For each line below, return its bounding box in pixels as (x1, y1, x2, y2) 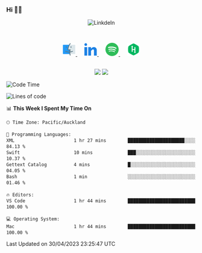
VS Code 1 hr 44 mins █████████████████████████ (6, 198, 196, 204)
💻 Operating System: (6, 216, 60, 222)
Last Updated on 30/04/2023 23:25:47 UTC (6, 240, 116, 248)
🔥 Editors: (6, 192, 34, 198)
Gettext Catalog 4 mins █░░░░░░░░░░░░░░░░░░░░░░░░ (6, 162, 196, 168)
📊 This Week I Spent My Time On (6, 105, 92, 112)
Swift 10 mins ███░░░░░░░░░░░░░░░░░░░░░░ (6, 150, 196, 156)
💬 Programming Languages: (6, 132, 71, 138)
